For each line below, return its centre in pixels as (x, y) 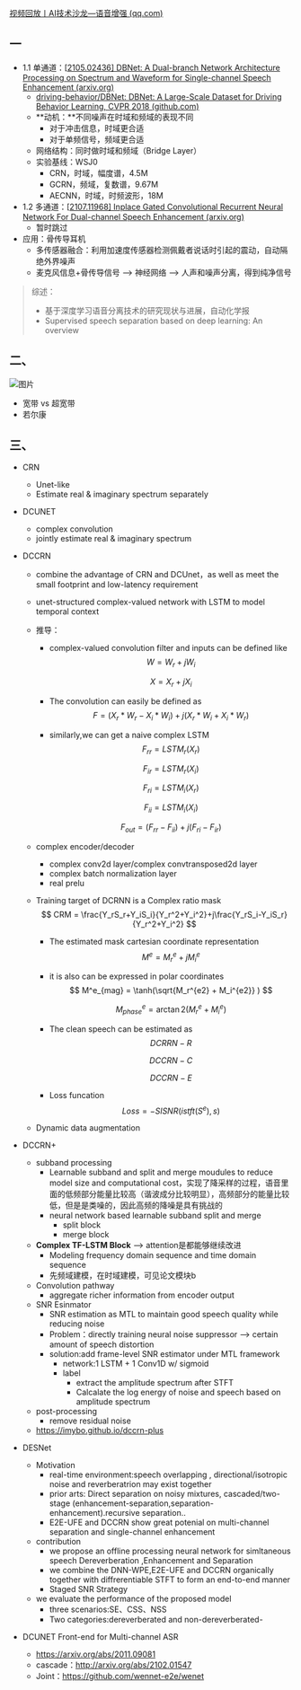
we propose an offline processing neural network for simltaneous (170, 1551)
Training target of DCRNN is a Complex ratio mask (128, 900)
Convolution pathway (75, 1286)
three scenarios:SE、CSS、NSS (108, 1609)
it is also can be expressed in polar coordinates (137, 976)
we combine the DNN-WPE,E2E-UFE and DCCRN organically (161, 1571)
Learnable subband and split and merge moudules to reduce (161, 1172)
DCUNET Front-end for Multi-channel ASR (100, 1637)
